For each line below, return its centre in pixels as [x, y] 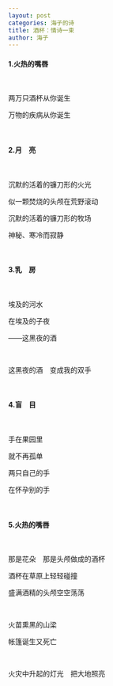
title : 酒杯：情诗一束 [41, 30]
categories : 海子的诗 [41, 23]
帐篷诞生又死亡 [32, 642]
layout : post [30, 15]
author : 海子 [28, 38]
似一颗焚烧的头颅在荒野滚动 [53, 201]
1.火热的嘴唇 [28, 63]
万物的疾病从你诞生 [40, 115]
